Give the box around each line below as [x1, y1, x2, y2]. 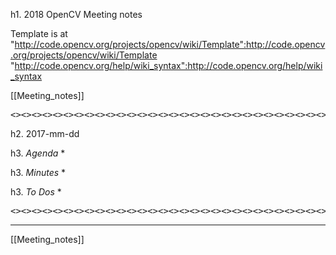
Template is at [10, 28, 68, 39]
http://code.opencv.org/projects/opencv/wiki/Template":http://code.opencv [14, 39, 326, 50]
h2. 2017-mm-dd [10, 128, 80, 139]
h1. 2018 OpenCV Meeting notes [10, 9, 143, 20]
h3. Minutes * [10, 167, 67, 178]
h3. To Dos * [10, 186, 62, 198]
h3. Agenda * [10, 147, 66, 159]
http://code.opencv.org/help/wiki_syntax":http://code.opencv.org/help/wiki [14, 60, 323, 71]
